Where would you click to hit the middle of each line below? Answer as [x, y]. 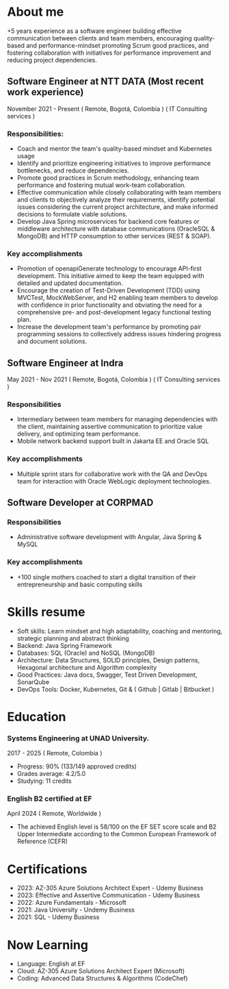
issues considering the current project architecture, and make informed [118, 207]
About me [36, 12]
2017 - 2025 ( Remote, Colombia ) [55, 753]
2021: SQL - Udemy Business [58, 917]
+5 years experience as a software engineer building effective [95, 31]
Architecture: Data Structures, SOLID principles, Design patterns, [108, 660]
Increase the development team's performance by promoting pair [109, 327]
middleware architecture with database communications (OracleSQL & [116, 229]
